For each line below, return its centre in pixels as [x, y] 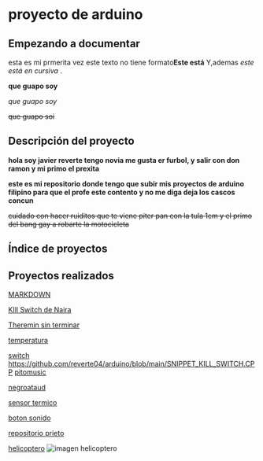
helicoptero [27, 448]
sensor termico [33, 403]
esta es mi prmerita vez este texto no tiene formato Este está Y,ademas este [131, 62]
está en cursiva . [35, 71]
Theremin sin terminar [44, 325]
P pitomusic [28, 372]
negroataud [27, 388]
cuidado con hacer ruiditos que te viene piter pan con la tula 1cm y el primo [130, 216]
